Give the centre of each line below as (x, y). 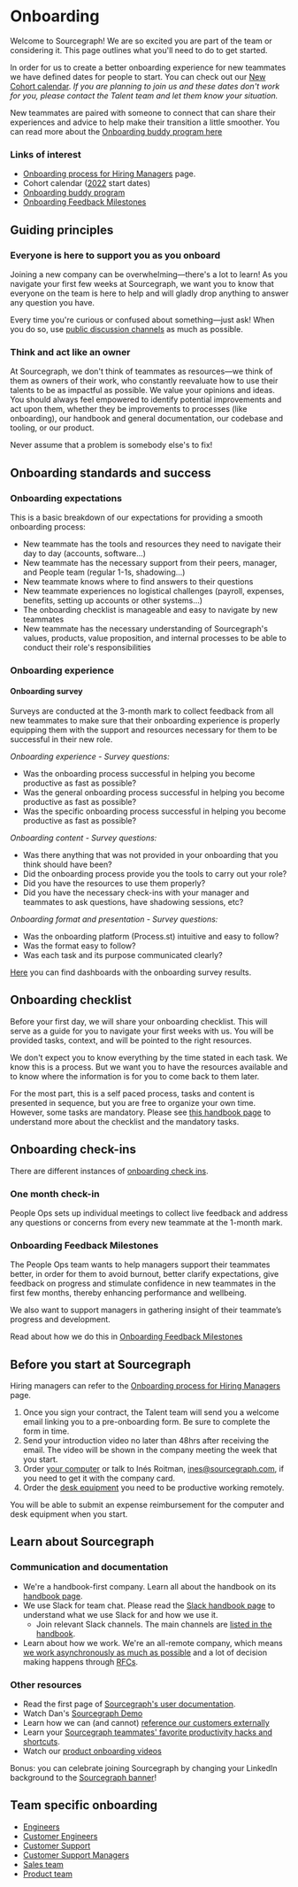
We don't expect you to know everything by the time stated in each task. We (149, 1057)
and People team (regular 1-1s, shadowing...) (104, 572)
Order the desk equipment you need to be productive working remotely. (153, 1488)
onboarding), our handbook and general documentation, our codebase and (147, 419)
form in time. (46, 1431)
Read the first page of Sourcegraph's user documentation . (129, 1704)
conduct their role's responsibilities (87, 647)
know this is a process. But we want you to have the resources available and (149, 1067)
